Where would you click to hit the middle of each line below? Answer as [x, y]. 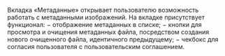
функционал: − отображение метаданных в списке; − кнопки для [105, 25]
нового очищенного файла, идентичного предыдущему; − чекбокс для [113, 39]
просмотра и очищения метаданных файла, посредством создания [108, 32]
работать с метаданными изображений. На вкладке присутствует [106, 17]
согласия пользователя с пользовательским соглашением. [96, 47]
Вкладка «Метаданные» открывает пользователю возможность [103, 10]
